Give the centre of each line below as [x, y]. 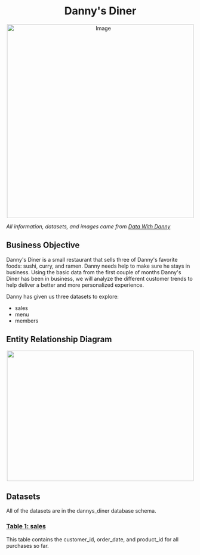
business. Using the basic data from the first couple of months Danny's [94, 272]
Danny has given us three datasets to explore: [63, 296]
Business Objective [43, 245]
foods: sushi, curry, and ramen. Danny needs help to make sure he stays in [98, 266]
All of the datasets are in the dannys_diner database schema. [81, 511]
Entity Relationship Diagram [59, 339]
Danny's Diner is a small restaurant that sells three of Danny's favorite [92, 259]
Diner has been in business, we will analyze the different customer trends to [99, 278]
